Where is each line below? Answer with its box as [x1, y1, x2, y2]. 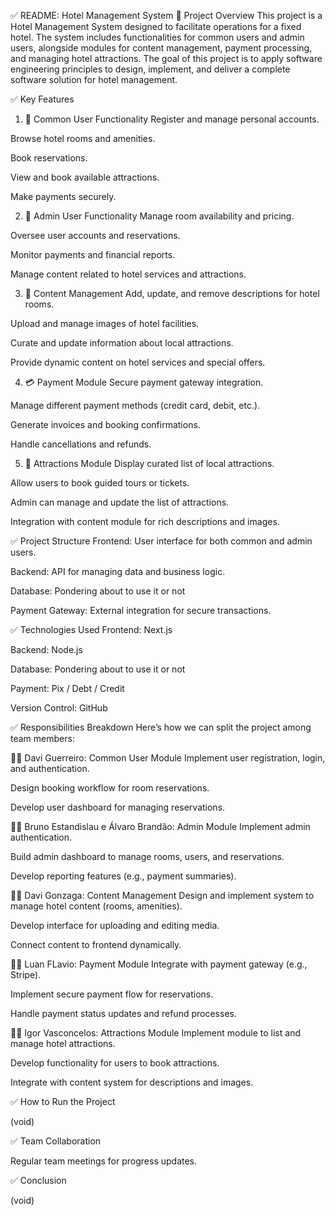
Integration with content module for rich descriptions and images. [10, 516, 280, 527]
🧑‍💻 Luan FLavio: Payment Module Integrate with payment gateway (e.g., [10, 958, 308, 970]
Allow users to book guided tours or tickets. [10, 477, 190, 489]
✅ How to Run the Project [10, 1096, 116, 1107]
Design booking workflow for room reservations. [10, 782, 210, 794]
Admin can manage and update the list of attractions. [10, 496, 230, 508]
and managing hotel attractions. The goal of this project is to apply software [10, 53, 323, 64]
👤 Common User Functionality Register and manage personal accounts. [24, 113, 320, 125]
